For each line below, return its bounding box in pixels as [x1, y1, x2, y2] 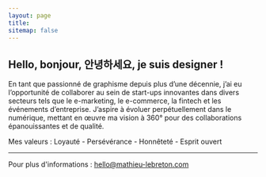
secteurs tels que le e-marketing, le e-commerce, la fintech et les [8, 96, 222, 106]
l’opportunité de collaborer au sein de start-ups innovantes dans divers [8, 88, 240, 98]
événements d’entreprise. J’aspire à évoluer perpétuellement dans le [8, 105, 232, 114]
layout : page [8, 11, 51, 20]
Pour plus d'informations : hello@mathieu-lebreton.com [8, 160, 189, 169]
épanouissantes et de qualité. [8, 121, 104, 131]
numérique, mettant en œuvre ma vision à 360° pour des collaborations [8, 113, 242, 123]
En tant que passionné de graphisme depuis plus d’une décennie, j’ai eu [8, 79, 243, 89]
